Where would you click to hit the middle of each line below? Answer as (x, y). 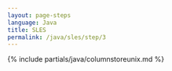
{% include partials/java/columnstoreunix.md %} (86, 59)
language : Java (32, 23)
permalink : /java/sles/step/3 (57, 37)
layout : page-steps (39, 15)
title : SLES (27, 30)
